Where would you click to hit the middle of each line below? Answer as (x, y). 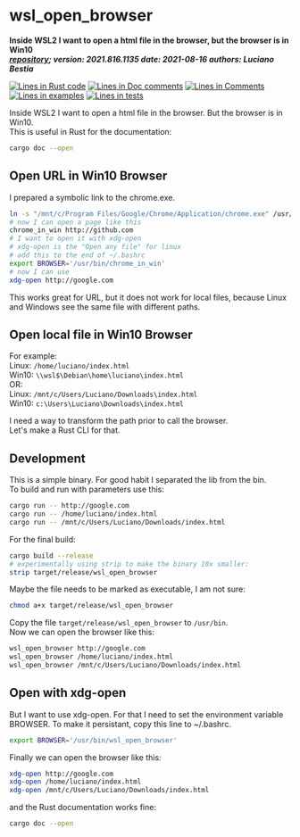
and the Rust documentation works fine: (83, 808)
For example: (33, 356)
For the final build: (42, 539)
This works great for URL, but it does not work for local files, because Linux (148, 297)
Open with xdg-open (68, 693)
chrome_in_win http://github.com (71, 230)
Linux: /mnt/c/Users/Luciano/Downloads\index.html (104, 394)
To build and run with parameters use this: (87, 489)
